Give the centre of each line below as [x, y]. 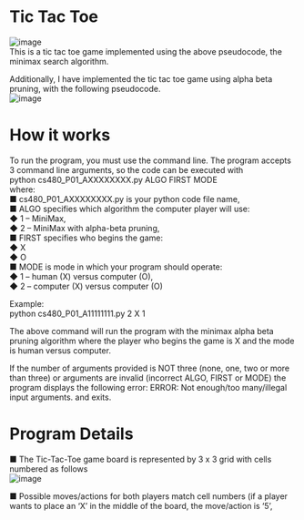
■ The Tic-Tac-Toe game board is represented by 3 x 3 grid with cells [141, 459]
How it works [60, 135]
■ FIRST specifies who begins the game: [86, 238]
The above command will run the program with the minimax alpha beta [142, 331]
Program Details [71, 434]
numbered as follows [49, 469]
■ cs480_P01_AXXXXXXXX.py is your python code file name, [125, 199]
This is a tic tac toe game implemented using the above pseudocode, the [146, 51]
